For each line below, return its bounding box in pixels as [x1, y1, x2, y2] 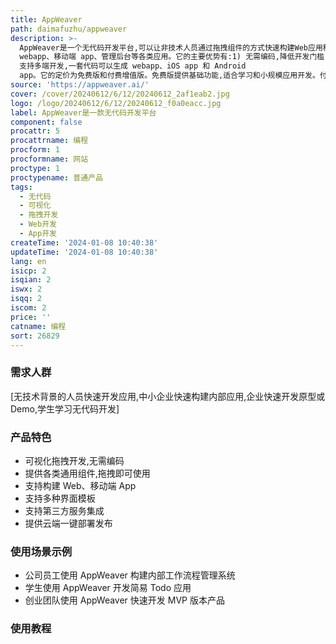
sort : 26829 [10, 331, 60, 341]
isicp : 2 [10, 266, 47, 276]
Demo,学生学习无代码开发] [10, 402, 120, 415]
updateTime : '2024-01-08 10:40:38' [10, 247, 159, 257]
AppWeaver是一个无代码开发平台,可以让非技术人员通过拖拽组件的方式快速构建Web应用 [19, 42, 323, 53]
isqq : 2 [10, 294, 43, 304]
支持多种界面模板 [24, 492, 96, 504]
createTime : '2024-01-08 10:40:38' [10, 237, 159, 248]
